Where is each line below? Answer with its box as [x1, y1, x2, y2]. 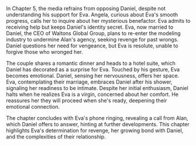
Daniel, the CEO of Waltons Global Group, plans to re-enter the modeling [6, 30, 181, 37]
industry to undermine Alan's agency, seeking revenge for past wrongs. [6, 36, 179, 43]
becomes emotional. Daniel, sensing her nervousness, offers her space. [6, 72, 180, 79]
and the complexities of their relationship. [6, 133, 106, 140]
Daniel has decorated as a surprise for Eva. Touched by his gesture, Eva [6, 66, 180, 72]
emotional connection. [6, 103, 60, 110]
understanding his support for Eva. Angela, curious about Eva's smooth [6, 11, 178, 18]
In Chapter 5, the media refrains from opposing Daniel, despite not [6, 5, 166, 12]
